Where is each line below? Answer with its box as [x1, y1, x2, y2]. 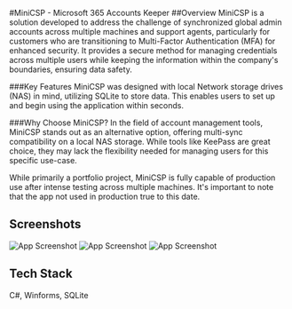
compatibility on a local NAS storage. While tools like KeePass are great [9, 137, 271, 147]
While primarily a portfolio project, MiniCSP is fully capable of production [9, 172, 276, 183]
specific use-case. [9, 155, 77, 165]
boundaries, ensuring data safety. [9, 64, 133, 75]
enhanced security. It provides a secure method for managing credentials [9, 45, 278, 56]
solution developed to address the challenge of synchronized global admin [9, 17, 282, 28]
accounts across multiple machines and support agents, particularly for [9, 27, 271, 36]
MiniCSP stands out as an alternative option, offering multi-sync [9, 127, 243, 137]
